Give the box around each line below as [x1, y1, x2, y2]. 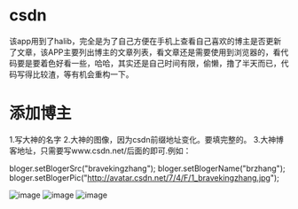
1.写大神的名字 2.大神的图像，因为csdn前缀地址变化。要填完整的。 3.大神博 [9, 134, 284, 144]
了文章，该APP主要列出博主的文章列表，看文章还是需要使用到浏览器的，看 [9, 46, 281, 58]
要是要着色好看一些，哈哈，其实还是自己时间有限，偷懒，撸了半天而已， [16, 58, 281, 68]
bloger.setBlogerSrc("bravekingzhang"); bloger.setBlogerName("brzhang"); [9, 163, 286, 174]
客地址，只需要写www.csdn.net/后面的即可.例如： [9, 145, 192, 156]
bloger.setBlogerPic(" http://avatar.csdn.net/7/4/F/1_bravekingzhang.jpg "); [9, 172, 279, 182]
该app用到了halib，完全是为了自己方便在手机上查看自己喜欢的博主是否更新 [9, 35, 282, 46]
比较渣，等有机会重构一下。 [32, 68, 134, 80]
